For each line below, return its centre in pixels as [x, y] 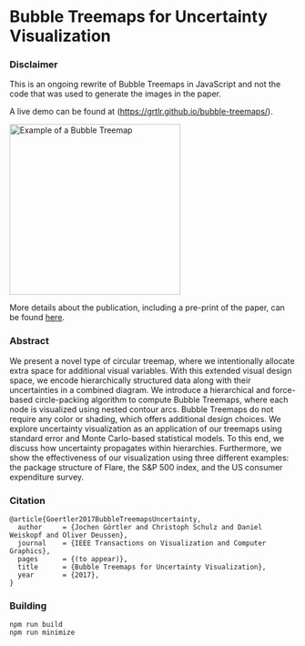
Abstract [30, 341]
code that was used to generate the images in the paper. [115, 94]
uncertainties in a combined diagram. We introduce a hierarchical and [140, 389]
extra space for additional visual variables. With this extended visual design [151, 370]
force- [284, 389]
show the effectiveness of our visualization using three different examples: [149, 458]
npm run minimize [42, 633]
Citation [27, 500]
